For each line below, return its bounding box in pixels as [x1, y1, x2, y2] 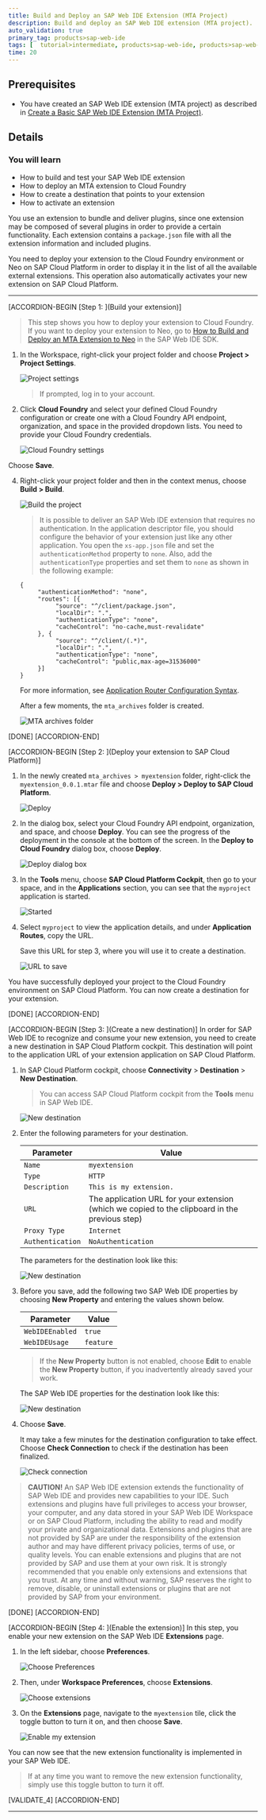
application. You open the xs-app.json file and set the [39, 540, 215, 550]
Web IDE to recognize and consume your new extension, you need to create [8, 1033, 256, 1042]
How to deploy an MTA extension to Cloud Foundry [19, 180, 187, 191]
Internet [88, 1226, 121, 1235]
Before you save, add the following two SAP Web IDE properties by [19, 1286, 238, 1296]
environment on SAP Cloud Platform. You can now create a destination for [8, 985, 249, 995]
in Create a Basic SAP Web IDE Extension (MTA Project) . [19, 107, 203, 117]
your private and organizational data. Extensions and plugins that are [27, 1524, 253, 1534]
